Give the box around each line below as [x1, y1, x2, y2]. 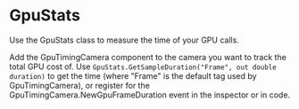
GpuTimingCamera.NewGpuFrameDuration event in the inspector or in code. [9, 90, 291, 100]
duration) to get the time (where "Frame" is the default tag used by [9, 70, 257, 81]
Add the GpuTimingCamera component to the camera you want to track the [9, 51, 287, 62]
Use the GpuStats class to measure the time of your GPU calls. [9, 35, 239, 45]
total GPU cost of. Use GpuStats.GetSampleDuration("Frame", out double [9, 61, 277, 72]
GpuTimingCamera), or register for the [9, 80, 150, 90]
